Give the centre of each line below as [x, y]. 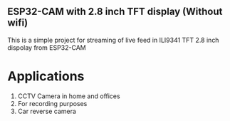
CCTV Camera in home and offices [69, 96]
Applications [46, 76]
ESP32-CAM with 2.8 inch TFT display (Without [115, 12]
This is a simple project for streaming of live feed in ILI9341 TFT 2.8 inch [113, 40]
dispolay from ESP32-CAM [47, 47]
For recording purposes [52, 103]
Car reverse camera [47, 111]
